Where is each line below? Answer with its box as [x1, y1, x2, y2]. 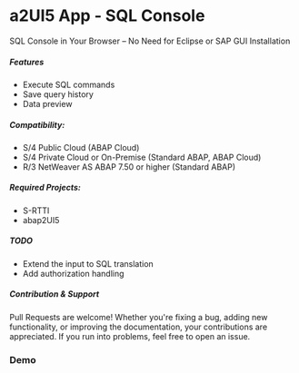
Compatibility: [9, 119, 65, 130]
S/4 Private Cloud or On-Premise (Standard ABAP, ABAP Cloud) [22, 152, 262, 162]
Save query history [22, 88, 94, 100]
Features [9, 56, 45, 67]
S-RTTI [22, 205, 50, 216]
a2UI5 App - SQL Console [9, 5, 205, 26]
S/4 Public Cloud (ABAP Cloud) [22, 142, 140, 152]
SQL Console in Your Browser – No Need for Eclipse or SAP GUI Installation [9, 35, 291, 46]
